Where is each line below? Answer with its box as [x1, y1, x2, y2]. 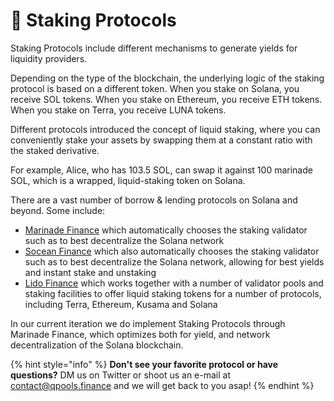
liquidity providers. [10, 52, 88, 64]
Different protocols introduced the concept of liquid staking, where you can [10, 123, 321, 135]
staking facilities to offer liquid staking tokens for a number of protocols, [24, 287, 322, 299]
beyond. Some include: [10, 204, 106, 216]
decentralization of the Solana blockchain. [10, 339, 184, 351]
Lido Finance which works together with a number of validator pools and [24, 277, 324, 289]
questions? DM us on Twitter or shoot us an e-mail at [10, 369, 232, 381]
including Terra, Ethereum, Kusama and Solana [24, 298, 218, 310]
